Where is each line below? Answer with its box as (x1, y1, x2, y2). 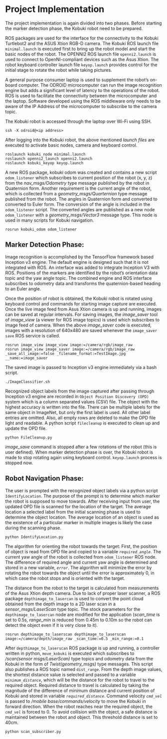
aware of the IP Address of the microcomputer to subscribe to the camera (5, 103, 157, 109)
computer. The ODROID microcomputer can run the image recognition (18, 82, 162, 88)
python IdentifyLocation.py (5, 534, 64, 539)
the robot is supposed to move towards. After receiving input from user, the (5, 498, 160, 504)
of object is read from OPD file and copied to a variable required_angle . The (5, 548, 161, 554)
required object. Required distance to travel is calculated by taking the (5, 682, 149, 688)
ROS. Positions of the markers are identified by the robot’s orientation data (5, 269, 158, 276)
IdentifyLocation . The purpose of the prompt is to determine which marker (5, 493, 161, 499)
